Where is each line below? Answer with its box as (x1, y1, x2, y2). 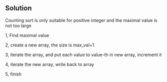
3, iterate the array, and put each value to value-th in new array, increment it (5, 51, 162, 57)
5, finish (5, 71, 21, 77)
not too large (5, 22, 31, 28)
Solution (5, 4, 32, 12)
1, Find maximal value (5, 32, 49, 38)
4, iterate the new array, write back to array (5, 61, 94, 67)
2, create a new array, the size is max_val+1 (5, 42, 94, 48)
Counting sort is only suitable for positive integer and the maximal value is (5, 17, 157, 23)
